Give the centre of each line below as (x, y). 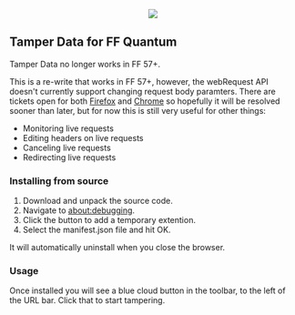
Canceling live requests (66, 147)
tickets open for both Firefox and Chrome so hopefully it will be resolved (145, 101)
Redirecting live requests (69, 157)
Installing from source (59, 180)
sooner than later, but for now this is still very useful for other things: (138, 110)
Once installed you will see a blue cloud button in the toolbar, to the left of (147, 290)
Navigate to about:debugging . (78, 210)
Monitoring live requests (68, 128)
